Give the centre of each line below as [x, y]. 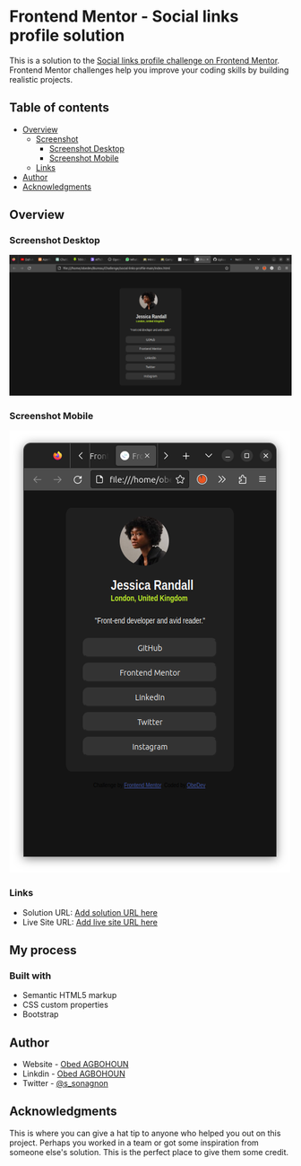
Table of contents [59, 108]
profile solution [67, 35]
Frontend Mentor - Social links [124, 17]
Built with [30, 976]
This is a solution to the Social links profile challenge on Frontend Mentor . [145, 60]
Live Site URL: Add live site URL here [90, 922]
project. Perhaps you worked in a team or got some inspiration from [134, 1143]
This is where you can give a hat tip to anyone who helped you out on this [145, 1133]
